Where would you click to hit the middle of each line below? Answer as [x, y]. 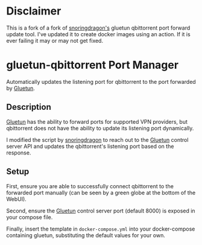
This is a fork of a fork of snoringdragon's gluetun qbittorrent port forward [98, 28]
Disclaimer [34, 11]
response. [19, 153]
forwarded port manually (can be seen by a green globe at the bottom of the [101, 192]
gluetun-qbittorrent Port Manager [93, 65]
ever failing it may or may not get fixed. [55, 40]
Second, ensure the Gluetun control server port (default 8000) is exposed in [101, 211]
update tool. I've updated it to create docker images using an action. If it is [99, 34]
